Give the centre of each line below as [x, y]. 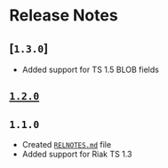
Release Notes [64, 16]
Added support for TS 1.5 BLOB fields [91, 69]
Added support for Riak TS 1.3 [77, 154]
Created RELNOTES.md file [67, 145]
